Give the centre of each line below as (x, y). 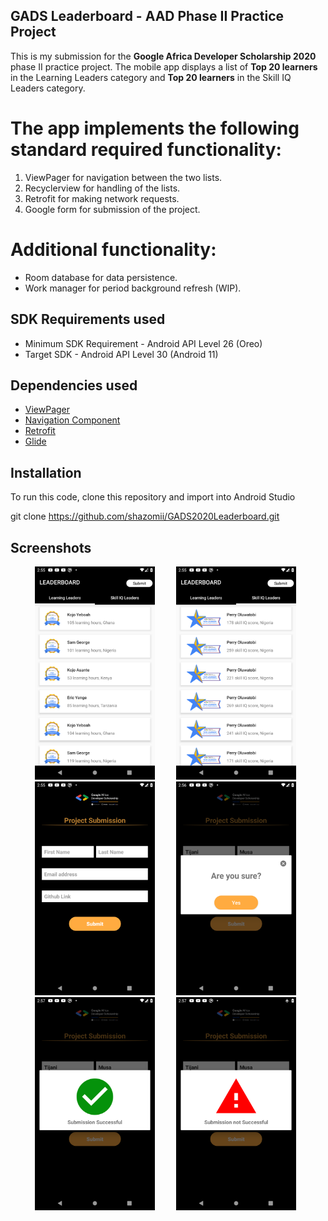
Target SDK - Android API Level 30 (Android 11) (121, 354)
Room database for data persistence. (101, 277)
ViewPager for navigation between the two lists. (123, 177)
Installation (46, 472)
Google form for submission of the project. (112, 209)
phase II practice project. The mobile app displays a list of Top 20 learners (164, 66)
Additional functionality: (113, 249)
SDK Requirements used (88, 319)
